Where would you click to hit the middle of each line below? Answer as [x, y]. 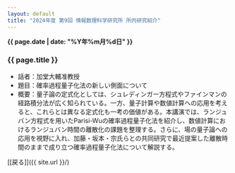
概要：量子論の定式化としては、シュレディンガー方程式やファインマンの [122, 94]
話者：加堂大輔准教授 [48, 76]
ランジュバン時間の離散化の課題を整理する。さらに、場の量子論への [129, 129]
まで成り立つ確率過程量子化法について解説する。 [107, 147]
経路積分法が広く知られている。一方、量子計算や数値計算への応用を [116, 102]
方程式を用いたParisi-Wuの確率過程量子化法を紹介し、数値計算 [122, 120]
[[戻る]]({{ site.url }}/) [38, 162]
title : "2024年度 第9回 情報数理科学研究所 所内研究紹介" [84, 20]
